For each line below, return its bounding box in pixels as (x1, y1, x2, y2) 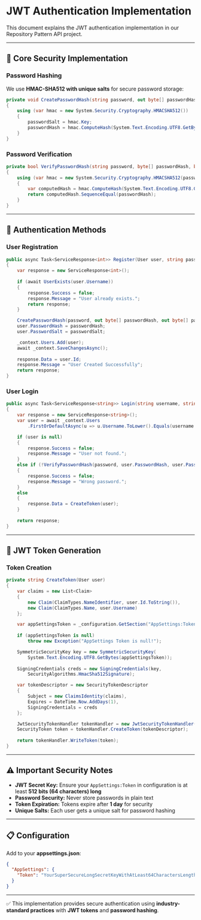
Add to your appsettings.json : (6, 849, 81, 856)
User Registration (6, 243, 59, 251)
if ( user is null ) (17, 434, 63, 440)
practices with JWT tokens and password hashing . (30, 906, 159, 913)
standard (6, 906, 30, 913)
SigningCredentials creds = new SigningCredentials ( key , (17, 666, 162, 672)
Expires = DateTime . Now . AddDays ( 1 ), (28, 699, 119, 705)
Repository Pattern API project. (6, 30, 83, 37)
